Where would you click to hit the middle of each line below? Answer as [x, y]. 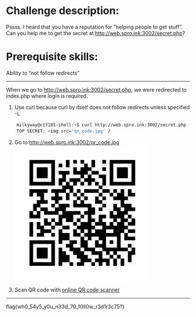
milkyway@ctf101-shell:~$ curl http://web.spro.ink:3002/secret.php [101, 125]
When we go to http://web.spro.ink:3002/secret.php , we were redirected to [97, 89]
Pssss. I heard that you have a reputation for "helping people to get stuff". [94, 27]
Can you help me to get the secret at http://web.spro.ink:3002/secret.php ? [96, 33]
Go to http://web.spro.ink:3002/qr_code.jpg [67, 142]
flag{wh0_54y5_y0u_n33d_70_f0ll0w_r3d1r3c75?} [65, 306]
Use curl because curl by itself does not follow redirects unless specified [102, 107]
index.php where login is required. [47, 96]
